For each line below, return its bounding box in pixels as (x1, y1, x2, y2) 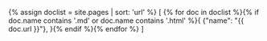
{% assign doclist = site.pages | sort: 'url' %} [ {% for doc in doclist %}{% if (8, 8, 260, 17)
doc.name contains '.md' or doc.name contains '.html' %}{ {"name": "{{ (8, 16, 244, 25)
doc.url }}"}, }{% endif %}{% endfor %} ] (8, 24, 145, 33)
